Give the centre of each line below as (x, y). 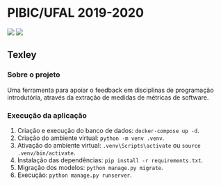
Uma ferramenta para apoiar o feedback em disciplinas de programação (110, 90)
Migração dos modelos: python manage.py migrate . (90, 167)
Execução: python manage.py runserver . (74, 175)
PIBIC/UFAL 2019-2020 (76, 13)
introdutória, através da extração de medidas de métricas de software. (108, 97)
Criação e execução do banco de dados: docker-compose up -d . (108, 130)
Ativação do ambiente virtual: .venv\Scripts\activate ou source (109, 145)
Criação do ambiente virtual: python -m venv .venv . (91, 138)
